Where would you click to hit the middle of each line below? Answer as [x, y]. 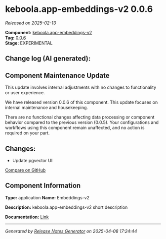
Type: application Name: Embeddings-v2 [47, 197]
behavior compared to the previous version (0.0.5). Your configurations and [82, 122]
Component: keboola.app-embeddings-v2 [49, 32]
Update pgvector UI [32, 160]
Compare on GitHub [25, 170]
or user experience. [25, 93]
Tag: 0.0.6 [16, 38]
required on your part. [27, 133]
